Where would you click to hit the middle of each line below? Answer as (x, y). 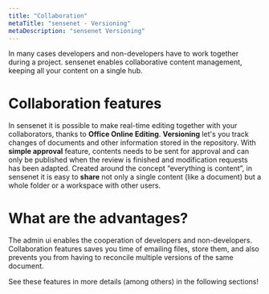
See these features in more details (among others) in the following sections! (134, 282)
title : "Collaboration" (48, 16)
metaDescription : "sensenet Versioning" (77, 31)
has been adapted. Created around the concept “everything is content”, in (130, 168)
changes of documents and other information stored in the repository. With (132, 143)
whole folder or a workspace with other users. (85, 185)
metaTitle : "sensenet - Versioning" (69, 23)
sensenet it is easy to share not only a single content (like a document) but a (135, 177)
